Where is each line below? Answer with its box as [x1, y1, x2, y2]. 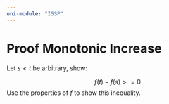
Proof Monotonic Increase [6, 40, 163, 56]
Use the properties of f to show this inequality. [6, 89, 142, 97]
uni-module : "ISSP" [6, 10, 64, 18]
